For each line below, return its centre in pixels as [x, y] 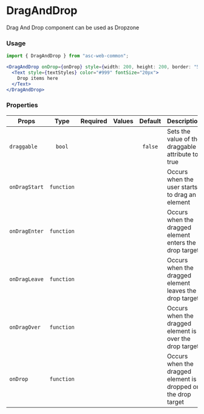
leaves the [182, 290]
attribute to [182, 154]
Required [94, 121]
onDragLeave [27, 279]
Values [123, 121]
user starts [182, 187]
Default [150, 121]
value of [178, 139]
